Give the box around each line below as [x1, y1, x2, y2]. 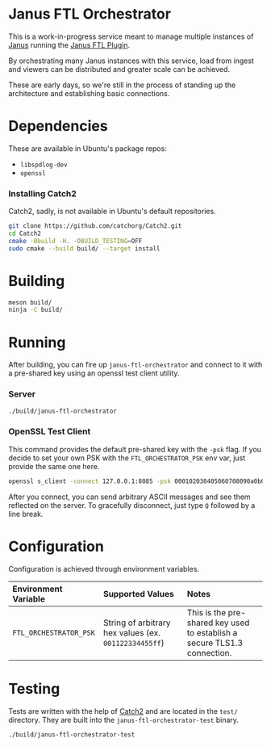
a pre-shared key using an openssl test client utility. [8, 368, 180, 378]
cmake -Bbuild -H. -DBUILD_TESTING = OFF [8, 237, 143, 245]
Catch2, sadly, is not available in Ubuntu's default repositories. [8, 207, 216, 216]
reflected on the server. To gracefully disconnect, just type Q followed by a [8, 500, 256, 510]
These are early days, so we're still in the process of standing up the [8, 80, 236, 90]
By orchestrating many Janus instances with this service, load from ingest [8, 56, 254, 65]
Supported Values [103, 588, 175, 599]
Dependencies [8, 117, 108, 136]
